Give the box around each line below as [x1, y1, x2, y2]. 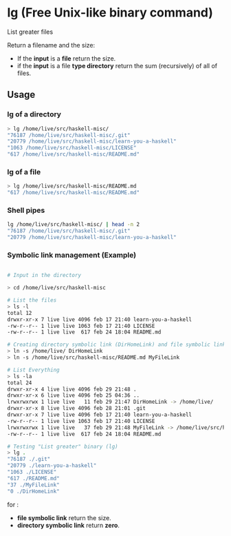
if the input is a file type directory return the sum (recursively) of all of [16, 61, 218, 70]
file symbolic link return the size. [16, 513, 111, 522]
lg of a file [7, 167, 41, 176]
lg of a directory [7, 110, 62, 119]
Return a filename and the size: [7, 41, 96, 49]
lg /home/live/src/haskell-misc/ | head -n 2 [7, 221, 140, 228]
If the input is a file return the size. [16, 54, 116, 63]
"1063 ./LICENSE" [7, 468, 57, 476]
